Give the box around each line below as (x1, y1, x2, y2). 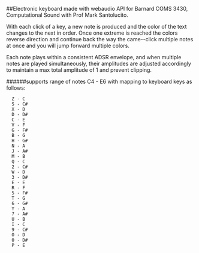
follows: (6, 84, 26, 92)
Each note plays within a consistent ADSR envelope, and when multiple (6, 54, 182, 60)
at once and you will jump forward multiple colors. (6, 42, 130, 49)
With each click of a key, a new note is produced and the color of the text (6, 23, 187, 30)
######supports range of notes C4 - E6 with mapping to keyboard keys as (6, 78, 192, 85)
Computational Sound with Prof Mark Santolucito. (6, 11, 129, 19)
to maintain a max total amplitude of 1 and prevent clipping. (6, 66, 152, 74)
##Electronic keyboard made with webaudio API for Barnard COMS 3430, (6, 5, 188, 12)
